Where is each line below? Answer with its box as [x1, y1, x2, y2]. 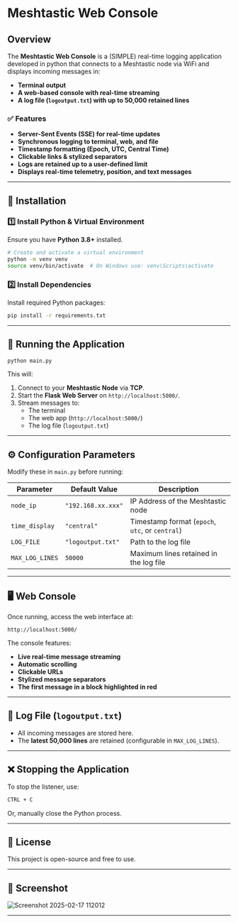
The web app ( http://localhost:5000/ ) [28, 414, 143, 422]
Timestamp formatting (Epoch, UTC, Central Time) [17, 145, 169, 153]
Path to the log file [130, 537, 191, 547]
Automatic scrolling [17, 660, 77, 669]
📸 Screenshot [7, 882, 69, 894]
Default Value [70, 484, 118, 494]
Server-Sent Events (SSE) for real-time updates [17, 130, 161, 138]
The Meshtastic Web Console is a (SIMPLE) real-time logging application [7, 52, 222, 60]
